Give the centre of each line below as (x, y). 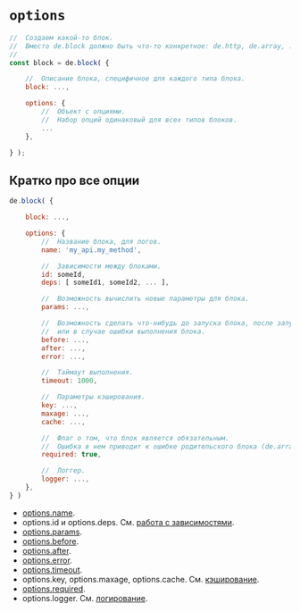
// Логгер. (64, 471)
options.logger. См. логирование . (85, 598)
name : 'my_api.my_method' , (92, 250)
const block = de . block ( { (59, 63)
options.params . (52, 532)
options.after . (46, 550)
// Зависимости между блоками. (102, 266)
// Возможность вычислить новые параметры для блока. (146, 299)
